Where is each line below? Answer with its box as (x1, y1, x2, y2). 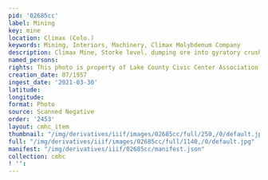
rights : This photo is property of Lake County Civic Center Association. (8, 64, 262, 72)
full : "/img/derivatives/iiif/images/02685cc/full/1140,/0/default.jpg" (8, 137, 255, 146)
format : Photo (8, 100, 56, 108)
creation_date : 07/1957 (8, 71, 88, 79)
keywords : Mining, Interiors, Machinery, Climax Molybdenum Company (8, 41, 241, 49)
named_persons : (8, 57, 59, 65)
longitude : (8, 93, 45, 101)
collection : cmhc (8, 152, 66, 160)
